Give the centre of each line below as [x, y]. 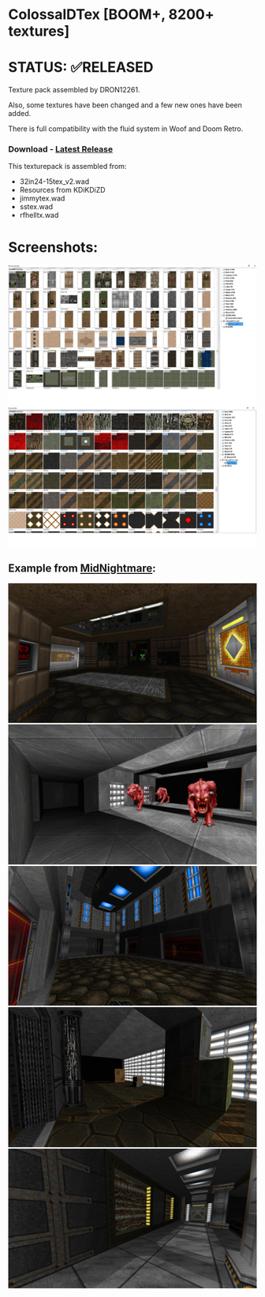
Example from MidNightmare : [82, 569]
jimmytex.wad [42, 198]
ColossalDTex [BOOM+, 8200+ [111, 15]
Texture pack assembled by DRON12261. [74, 90]
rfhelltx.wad [39, 216]
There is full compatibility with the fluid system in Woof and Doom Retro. [126, 129]
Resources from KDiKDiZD [62, 190]
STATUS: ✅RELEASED [81, 67]
